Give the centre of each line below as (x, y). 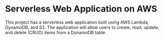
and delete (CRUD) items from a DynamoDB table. (56, 32)
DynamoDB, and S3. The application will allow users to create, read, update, (82, 27)
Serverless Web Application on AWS (81, 9)
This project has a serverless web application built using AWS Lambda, (77, 22)
